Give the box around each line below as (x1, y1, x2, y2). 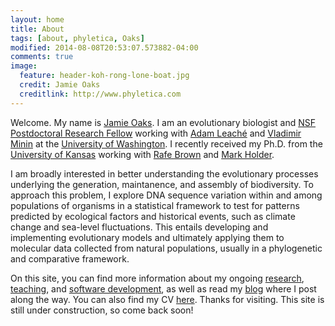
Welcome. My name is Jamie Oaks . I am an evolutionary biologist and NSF (10, 116, 317, 128)
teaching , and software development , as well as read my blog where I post (10, 282, 317, 295)
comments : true (10, 52, 74, 62)
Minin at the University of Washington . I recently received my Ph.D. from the (10, 137, 323, 150)
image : (10, 61, 38, 71)
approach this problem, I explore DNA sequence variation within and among (10, 189, 323, 201)
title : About (10, 24, 65, 34)
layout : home (10, 14, 65, 25)
